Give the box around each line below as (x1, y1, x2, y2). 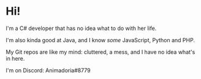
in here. (6, 55, 25, 62)
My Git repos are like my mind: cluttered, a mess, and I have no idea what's (6, 48, 195, 56)
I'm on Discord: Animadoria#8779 (6, 66, 91, 74)
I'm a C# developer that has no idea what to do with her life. (6, 24, 157, 32)
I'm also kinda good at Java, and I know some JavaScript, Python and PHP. (6, 36, 195, 43)
